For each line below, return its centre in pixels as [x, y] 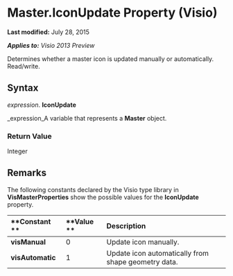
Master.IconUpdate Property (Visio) [112, 13]
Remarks [27, 173]
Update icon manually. [143, 242]
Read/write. [24, 66]
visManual [28, 242]
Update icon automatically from [158, 253]
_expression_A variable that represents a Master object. [87, 118]
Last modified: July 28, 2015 [49, 32]
